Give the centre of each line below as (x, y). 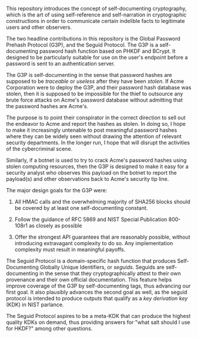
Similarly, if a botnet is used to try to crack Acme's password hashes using (96, 160)
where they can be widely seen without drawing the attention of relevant (94, 136)
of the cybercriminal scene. (39, 149)
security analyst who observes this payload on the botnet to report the (91, 173)
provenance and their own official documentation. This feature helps (89, 280)
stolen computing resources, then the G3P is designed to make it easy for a (97, 166)
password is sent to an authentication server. (61, 63)
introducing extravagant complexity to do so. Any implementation (94, 243)
